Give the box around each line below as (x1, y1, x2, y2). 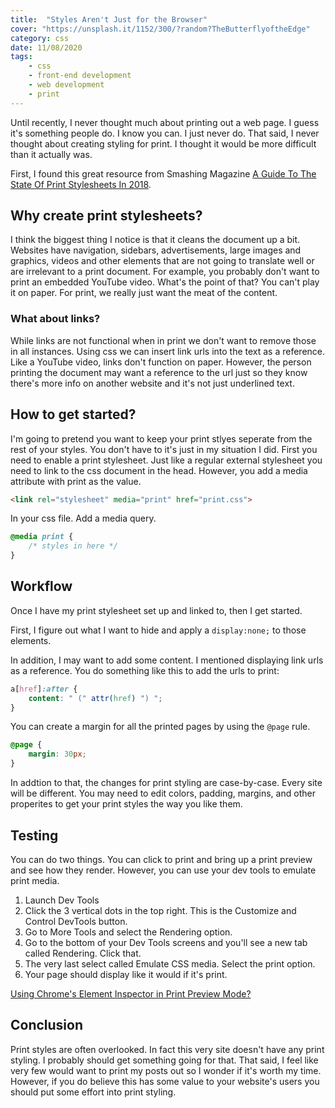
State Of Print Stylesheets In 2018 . (10, 178, 152, 190)
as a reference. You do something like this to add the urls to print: (10, 664, 280, 676)
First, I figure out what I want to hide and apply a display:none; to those (10, 624, 307, 636)
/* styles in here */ (28, 541, 118, 551)
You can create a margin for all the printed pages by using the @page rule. (10, 721, 311, 733)
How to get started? (10, 406, 137, 423)
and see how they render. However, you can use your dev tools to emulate (10, 864, 317, 876)
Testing (10, 827, 59, 844)
